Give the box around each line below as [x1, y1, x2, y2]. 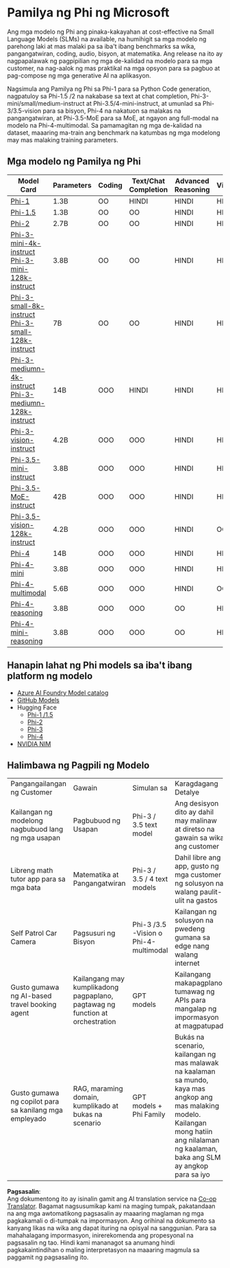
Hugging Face [16, 703, 57, 711]
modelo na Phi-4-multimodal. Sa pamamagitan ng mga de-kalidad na [7, 121, 202, 129]
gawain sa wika [174, 833, 225, 843]
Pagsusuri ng [73, 928, 116, 938]
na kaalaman [174, 1067, 216, 1076]
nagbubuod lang [10, 825, 64, 834]
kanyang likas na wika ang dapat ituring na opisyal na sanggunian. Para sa [7, 1224, 217, 1232]
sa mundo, [174, 1076, 209, 1085]
